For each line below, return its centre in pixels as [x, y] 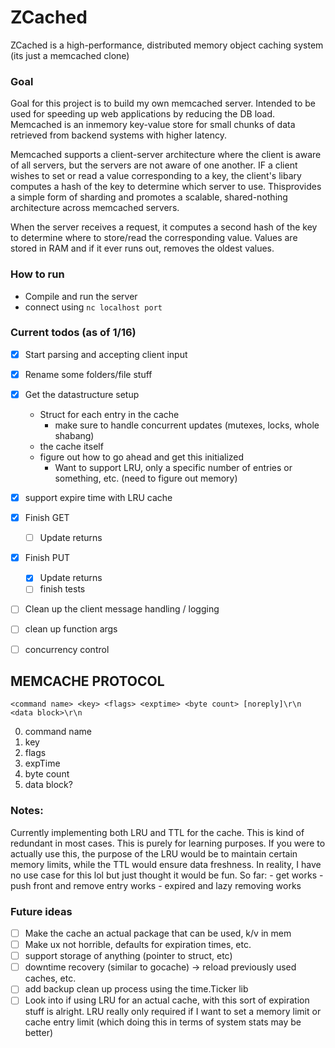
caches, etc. [50, 978]
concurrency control [67, 649]
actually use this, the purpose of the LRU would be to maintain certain [154, 853]
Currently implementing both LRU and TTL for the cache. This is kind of [157, 832]
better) [39, 1033]
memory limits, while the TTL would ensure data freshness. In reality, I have [166, 864]
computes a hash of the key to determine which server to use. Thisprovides [166, 187]
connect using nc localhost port [93, 307]
